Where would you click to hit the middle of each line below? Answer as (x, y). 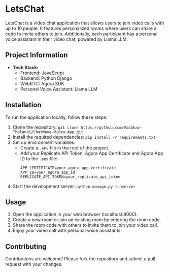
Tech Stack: (26, 67)
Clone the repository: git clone (45, 127)
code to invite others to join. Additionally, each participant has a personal (81, 34)
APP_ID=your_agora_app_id (47, 172)
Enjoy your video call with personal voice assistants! (67, 231)
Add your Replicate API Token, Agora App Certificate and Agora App (92, 153)
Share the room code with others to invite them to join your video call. (85, 225)
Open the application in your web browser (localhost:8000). (75, 215)
